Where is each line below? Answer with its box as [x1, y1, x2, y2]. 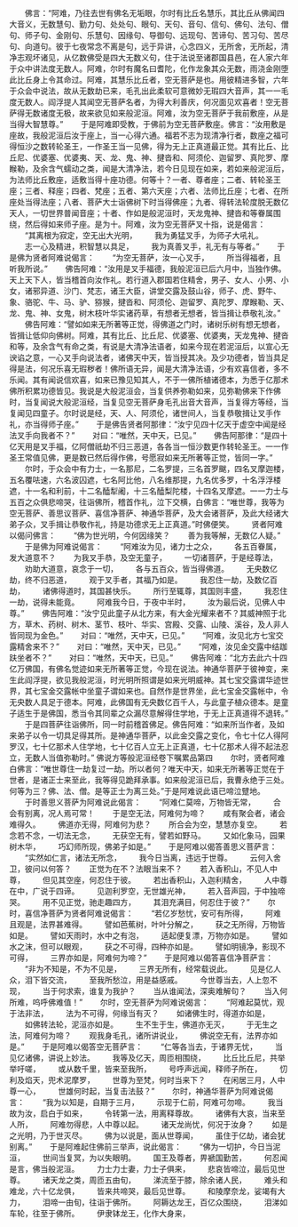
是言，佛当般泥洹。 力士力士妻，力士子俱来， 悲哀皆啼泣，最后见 [9, 1164, 278, 1174]
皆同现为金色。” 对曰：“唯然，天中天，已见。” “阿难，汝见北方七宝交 [9, 630, 284, 640]
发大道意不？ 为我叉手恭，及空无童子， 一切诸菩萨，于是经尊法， [9, 552, 278, 563]
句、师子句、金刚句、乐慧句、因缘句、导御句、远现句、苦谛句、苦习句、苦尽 [9, 30, 289, 40]
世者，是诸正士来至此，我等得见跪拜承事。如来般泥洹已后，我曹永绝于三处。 [9, 774, 289, 785]
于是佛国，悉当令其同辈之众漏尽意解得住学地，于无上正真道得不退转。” [32, 708, 289, 718]
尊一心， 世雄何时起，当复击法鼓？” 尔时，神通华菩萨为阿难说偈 [9, 1086, 274, 1096]
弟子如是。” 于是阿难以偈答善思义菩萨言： [112, 841, 278, 852]
